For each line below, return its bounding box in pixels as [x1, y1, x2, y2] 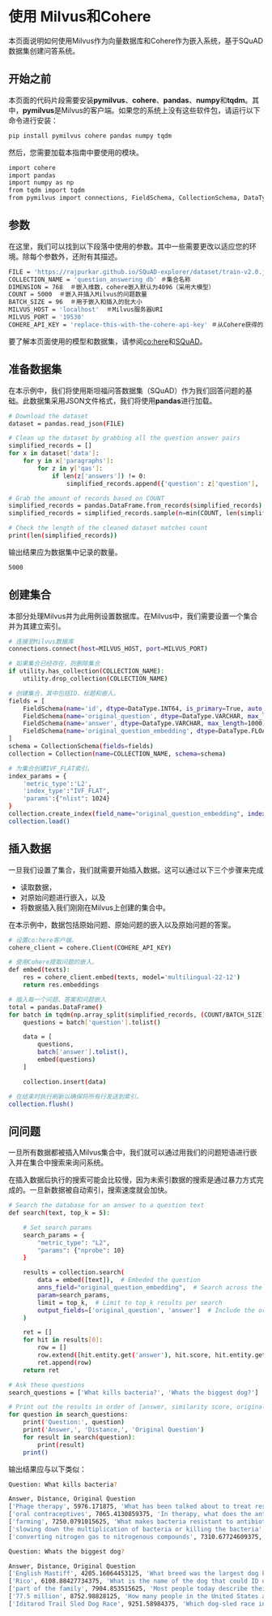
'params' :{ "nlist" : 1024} [23, 795, 111, 803]
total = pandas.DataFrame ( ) [8, 1003, 104, 1012]
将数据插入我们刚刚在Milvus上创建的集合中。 [19, 903, 170, 912]
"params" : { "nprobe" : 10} [37, 1246, 125, 1254]
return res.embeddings [23, 981, 100, 989]
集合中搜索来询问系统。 [29, 1158, 108, 1168]
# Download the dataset [8, 412, 89, 420]
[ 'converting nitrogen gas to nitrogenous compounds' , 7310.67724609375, [8, 1532, 263, 1540]
